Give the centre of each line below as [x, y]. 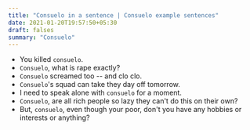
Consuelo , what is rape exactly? [70, 68]
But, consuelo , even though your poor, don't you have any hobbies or [130, 110]
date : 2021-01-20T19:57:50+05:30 [63, 23]
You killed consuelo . [51, 60]
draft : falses [31, 30]
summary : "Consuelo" [42, 37]
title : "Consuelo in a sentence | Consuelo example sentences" [114, 15]
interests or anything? [54, 117]
